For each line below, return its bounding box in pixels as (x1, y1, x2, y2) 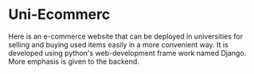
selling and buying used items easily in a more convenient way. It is (8, 39, 229, 49)
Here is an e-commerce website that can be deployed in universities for (8, 31, 244, 41)
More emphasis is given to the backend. (8, 57, 139, 66)
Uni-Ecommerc (8, 6, 111, 24)
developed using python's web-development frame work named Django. (8, 48, 247, 57)
